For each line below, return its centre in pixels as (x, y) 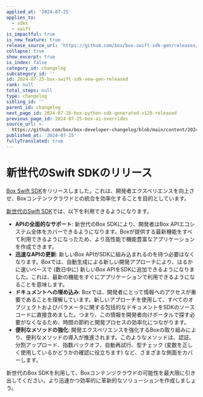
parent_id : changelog (34, 107)
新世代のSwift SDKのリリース (79, 173)
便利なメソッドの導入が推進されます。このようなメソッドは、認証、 (110, 337)
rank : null (20, 85)
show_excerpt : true (31, 57)
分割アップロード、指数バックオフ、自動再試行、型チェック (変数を (98, 344)
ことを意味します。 (44, 284)
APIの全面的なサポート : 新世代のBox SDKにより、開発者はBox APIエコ (102, 224)
